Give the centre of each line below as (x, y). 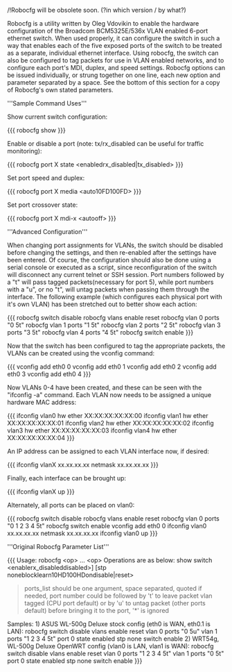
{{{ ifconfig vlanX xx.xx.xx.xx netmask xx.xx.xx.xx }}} (83, 465)
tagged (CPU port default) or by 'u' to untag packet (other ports (115, 603)
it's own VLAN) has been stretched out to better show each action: (102, 304)
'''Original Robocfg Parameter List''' (58, 547)
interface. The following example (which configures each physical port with (115, 297)
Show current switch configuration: (57, 117)
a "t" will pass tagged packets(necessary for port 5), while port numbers (110, 282)
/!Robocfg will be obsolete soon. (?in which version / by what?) (97, 10)
